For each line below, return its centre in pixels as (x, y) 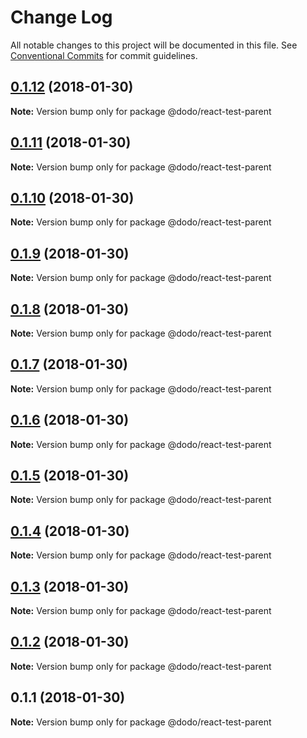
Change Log (61, 17)
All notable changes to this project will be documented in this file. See (154, 45)
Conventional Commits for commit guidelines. (104, 55)
